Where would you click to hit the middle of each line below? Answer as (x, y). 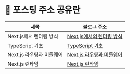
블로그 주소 (95, 26)
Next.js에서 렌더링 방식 (33, 36)
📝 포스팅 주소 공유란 (43, 10)
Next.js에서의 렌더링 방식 (95, 36)
